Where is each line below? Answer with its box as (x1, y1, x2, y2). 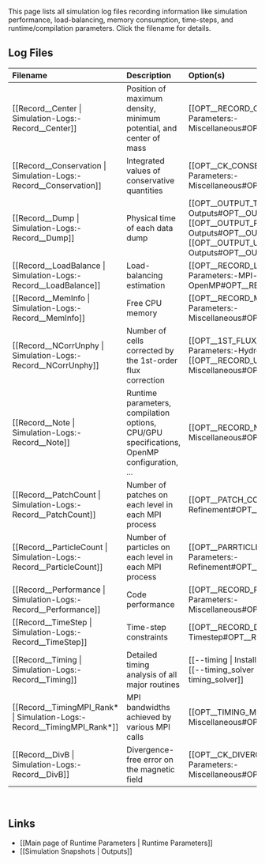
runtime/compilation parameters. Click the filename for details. (8, 24, 211, 32)
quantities (125, 185, 163, 196)
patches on (125, 489, 168, 500)
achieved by (125, 711, 172, 723)
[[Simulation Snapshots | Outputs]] (19, 846, 132, 856)
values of (125, 165, 161, 176)
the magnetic (125, 764, 176, 775)
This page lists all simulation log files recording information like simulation (8, 7, 248, 16)
